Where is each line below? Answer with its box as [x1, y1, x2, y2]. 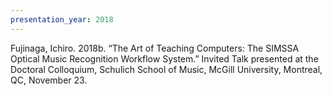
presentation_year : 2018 [10, 14, 114, 25]
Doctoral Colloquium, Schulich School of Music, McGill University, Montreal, [10, 63, 323, 75]
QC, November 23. [10, 74, 88, 86]
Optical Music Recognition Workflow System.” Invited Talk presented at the [10, 52, 319, 65]
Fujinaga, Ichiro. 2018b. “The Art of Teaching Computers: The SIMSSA [10, 42, 300, 54]
